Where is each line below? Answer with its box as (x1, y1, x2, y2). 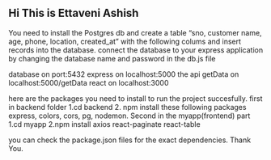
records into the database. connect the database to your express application (8, 44, 264, 55)
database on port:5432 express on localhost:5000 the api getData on (8, 69, 239, 79)
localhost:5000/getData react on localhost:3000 (8, 78, 169, 87)
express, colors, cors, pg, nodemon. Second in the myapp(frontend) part (8, 111, 251, 120)
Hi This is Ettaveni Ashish (8, 6, 139, 20)
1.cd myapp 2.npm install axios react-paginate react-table (8, 119, 201, 128)
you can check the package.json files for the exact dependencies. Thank (8, 135, 252, 145)
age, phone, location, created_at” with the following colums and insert (8, 36, 241, 46)
